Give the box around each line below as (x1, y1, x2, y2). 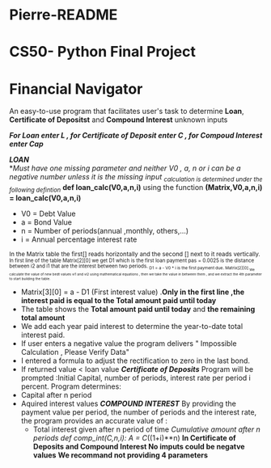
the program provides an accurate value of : (20, 416, 168, 426)
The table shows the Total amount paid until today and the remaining (20, 305, 256, 314)
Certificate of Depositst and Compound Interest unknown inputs (9, 115, 228, 124)
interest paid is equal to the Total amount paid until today (20, 296, 217, 306)
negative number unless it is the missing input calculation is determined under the (9, 172, 263, 183)
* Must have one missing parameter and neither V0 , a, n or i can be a (9, 163, 241, 173)
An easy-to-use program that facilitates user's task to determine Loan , (9, 107, 245, 116)
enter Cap (9, 139, 44, 149)
